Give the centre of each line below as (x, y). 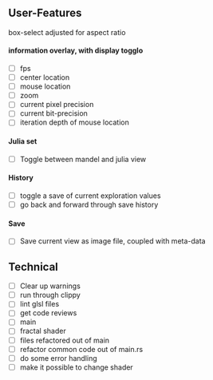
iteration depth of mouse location (74, 122)
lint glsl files (39, 304)
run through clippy (50, 295)
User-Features (45, 13)
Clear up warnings (50, 286)
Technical (33, 267)
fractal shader (43, 331)
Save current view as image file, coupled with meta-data (112, 241)
